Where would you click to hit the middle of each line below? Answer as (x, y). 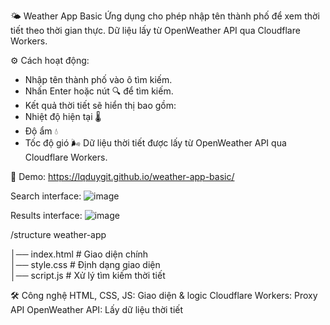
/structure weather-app (58, 234)
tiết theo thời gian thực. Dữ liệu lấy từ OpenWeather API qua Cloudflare (155, 30)
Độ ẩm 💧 (41, 131)
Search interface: (46, 196)
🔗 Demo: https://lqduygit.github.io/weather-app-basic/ (122, 176)
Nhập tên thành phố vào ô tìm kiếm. (98, 79)
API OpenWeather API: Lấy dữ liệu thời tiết (97, 309)
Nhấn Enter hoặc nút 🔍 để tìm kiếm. (99, 91)
